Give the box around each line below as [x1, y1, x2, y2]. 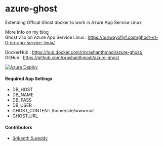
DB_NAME [12, 92, 34, 98]
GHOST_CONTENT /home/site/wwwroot [12, 108, 94, 114]
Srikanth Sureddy [12, 135, 48, 142]
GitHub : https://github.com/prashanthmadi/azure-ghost [5, 54, 120, 60]
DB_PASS [12, 97, 32, 103]
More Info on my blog [5, 29, 49, 35]
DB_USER [12, 102, 32, 108]
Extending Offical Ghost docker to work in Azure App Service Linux [5, 19, 142, 25]
